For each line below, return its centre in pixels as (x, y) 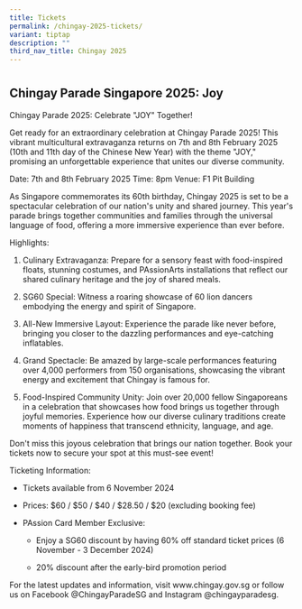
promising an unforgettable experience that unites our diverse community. (147, 161)
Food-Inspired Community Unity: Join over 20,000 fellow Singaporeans (155, 397)
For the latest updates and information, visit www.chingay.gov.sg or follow (147, 585)
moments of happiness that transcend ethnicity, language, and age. (148, 426)
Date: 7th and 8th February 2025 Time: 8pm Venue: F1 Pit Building (132, 179)
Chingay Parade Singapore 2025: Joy (116, 93)
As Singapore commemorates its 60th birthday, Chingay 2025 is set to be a (149, 196)
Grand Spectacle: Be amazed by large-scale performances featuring (150, 360)
